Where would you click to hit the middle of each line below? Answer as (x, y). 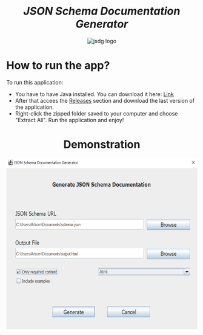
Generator (102, 24)
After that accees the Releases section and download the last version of (105, 100)
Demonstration (102, 145)
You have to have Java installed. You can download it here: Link (94, 94)
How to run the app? (58, 66)
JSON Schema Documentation (102, 11)
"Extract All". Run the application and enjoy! (69, 120)
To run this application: (35, 82)
